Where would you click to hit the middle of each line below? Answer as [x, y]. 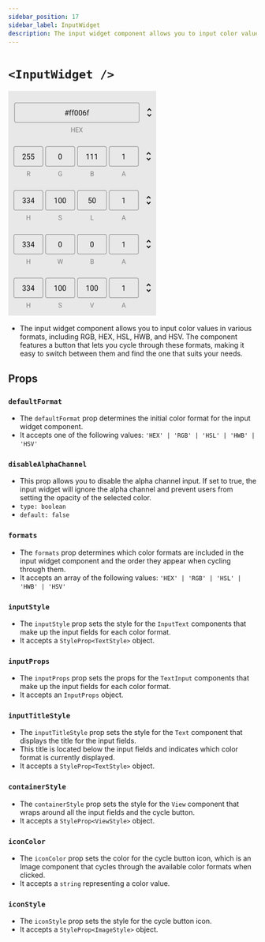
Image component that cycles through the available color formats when [136, 867]
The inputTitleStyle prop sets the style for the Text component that [131, 733]
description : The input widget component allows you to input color [123, 33]
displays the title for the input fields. [78, 741]
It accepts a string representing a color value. [95, 884]
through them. [43, 569]
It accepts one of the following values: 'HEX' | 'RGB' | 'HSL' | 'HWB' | [137, 435]
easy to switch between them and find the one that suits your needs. [131, 354]
